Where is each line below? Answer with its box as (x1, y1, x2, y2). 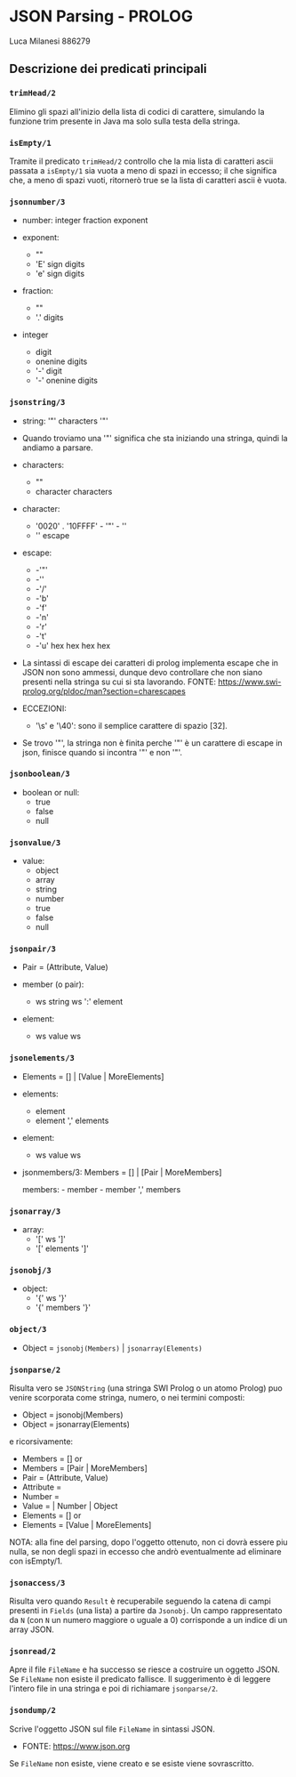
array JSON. (9, 1624, 55, 1635)
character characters (35, 486, 113, 497)
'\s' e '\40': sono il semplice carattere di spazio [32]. (35, 720, 228, 731)
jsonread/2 (9, 1646, 56, 1657)
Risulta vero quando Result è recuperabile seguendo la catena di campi (9, 1595, 271, 1607)
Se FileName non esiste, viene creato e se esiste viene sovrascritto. (9, 1757, 255, 1768)
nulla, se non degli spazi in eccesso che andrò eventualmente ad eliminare (9, 1546, 282, 1556)
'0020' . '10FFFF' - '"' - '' (35, 521, 127, 531)
